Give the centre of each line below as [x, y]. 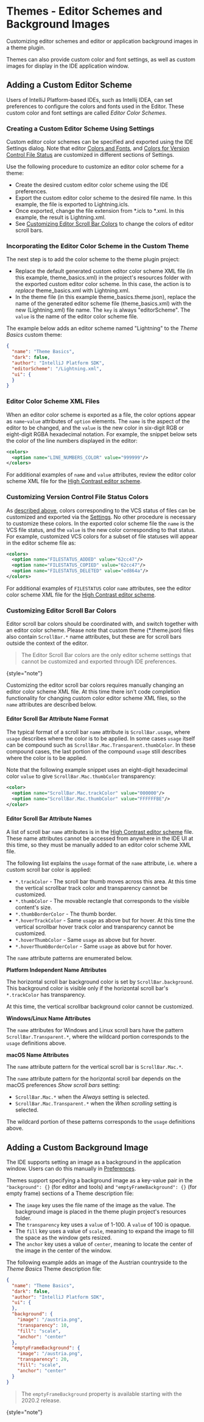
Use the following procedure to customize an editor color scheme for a [95, 167]
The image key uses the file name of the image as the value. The [95, 1205]
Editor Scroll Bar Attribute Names [49, 818]
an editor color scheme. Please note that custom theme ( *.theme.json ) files [100, 630]
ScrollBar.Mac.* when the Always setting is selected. [82, 1097]
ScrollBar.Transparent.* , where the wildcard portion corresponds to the [98, 1037]
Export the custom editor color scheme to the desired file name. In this [104, 198]
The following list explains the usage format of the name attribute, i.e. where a [102, 863]
